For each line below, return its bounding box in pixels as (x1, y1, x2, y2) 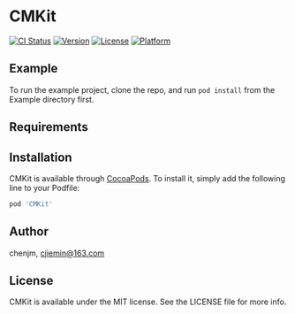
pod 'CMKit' (9, 199, 53, 209)
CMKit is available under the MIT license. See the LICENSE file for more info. (9, 296, 287, 307)
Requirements (9, 119, 88, 134)
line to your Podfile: (9, 182, 80, 193)
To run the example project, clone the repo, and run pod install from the (9, 84, 276, 95)
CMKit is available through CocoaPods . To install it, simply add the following (9, 172, 285, 183)
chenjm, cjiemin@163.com (9, 248, 105, 258)
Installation (9, 149, 72, 165)
